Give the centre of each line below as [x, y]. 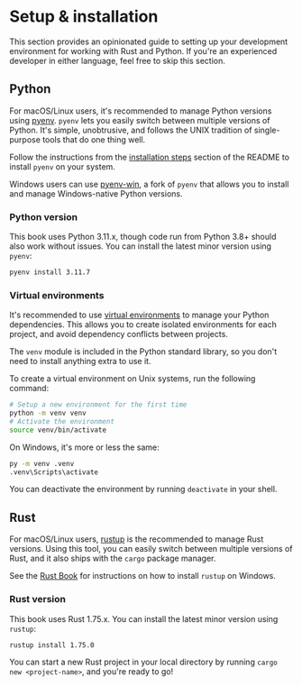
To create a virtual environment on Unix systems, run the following [133, 379]
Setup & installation [84, 17]
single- [267, 130]
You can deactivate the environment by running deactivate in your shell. [143, 489]
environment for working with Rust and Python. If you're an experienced [143, 50]
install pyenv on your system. [62, 166]
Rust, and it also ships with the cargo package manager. [113, 558]
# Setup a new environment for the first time [98, 405]
